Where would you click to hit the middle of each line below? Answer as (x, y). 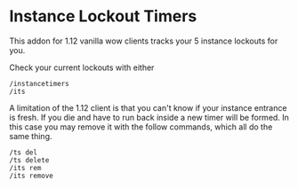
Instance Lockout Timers (103, 16)
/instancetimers (39, 83)
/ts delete (29, 160)
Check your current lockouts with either (82, 67)
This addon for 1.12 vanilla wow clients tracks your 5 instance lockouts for (144, 41)
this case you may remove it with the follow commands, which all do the (141, 127)
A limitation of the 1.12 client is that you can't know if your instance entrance (148, 107)
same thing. (31, 136)
